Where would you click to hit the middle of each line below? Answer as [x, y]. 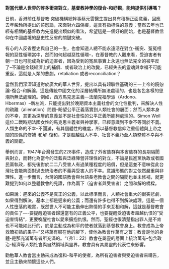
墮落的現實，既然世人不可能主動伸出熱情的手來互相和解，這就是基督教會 [89, 207]
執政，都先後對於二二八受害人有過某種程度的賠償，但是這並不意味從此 [87, 164]
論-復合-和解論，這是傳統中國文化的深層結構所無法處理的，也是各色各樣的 [82, 91]
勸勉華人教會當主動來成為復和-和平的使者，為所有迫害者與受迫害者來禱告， [83, 255]
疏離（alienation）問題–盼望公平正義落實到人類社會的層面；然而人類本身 [84, 110]
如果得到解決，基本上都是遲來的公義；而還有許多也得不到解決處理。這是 [80, 200]
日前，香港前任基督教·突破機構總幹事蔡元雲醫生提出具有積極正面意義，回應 [83, 19]
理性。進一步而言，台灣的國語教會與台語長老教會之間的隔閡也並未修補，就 [82, 177]
